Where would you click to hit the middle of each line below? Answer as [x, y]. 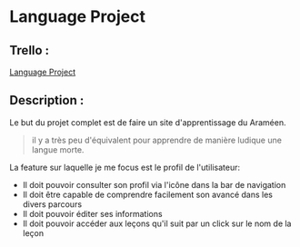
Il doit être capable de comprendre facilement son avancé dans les [147, 194]
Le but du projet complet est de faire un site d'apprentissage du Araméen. [148, 122]
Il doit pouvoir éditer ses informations [92, 213]
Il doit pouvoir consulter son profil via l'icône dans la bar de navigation [154, 184]
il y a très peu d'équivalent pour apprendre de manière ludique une [156, 140]
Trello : [30, 50]
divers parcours [52, 204]
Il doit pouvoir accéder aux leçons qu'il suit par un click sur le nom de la [157, 223]
